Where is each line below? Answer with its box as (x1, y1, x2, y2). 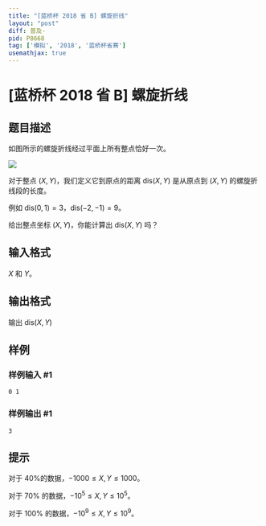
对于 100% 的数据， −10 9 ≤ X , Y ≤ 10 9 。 (8, 508, 139, 518)
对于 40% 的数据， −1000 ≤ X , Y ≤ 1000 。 (8, 474, 145, 483)
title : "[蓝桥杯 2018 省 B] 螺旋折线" (8, 11, 129, 20)
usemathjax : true (8, 49, 67, 57)
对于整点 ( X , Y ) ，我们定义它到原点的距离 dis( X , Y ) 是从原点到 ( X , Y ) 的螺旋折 (8, 176, 259, 185)
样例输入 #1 (8, 369, 52, 380)
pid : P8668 (8, 34, 45, 43)
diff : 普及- (8, 27, 46, 35)
